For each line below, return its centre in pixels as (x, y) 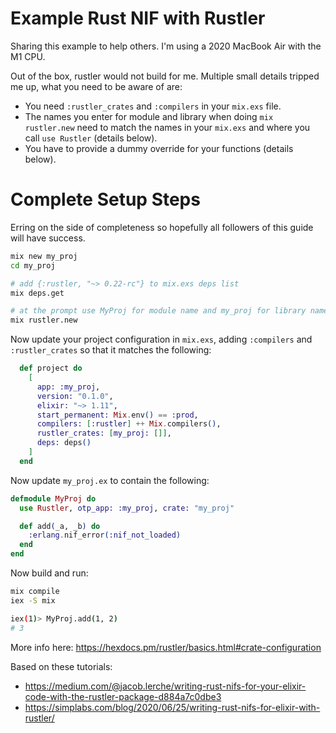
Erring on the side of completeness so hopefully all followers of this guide (162, 227)
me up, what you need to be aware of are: (96, 86)
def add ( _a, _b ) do (60, 526)
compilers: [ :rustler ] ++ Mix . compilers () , (129, 424)
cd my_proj (33, 265)
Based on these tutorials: (61, 666)
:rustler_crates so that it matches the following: (111, 350)
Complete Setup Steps (105, 199)
